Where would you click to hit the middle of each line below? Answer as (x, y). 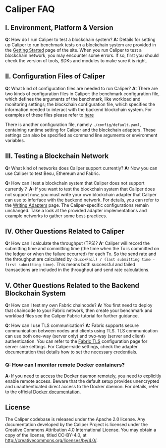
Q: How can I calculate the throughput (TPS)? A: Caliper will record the (78, 243)
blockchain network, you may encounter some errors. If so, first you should (82, 55)
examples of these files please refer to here (50, 115)
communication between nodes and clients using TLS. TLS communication (82, 331)
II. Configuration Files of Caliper (55, 76)
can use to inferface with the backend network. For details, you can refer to (82, 200)
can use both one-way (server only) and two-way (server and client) (75, 336)
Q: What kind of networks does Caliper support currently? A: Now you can (81, 168)
